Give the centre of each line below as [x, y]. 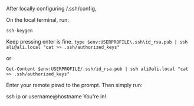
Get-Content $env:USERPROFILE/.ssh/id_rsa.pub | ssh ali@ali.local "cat [97, 69]
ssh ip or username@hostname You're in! [56, 96]
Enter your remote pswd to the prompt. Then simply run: [74, 85]
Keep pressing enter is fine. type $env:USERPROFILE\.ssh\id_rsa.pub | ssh [97, 42]
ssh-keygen [19, 31]
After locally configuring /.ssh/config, [51, 9]
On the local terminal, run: [38, 20]
